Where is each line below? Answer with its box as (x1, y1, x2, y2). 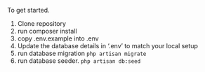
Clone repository (17, 20, 67, 27)
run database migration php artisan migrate (17, 49, 147, 57)
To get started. (7, 6, 51, 14)
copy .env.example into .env (17, 34, 100, 43)
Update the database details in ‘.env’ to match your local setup (17, 42, 198, 50)
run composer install (17, 27, 77, 35)
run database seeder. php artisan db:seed (17, 57, 141, 65)
